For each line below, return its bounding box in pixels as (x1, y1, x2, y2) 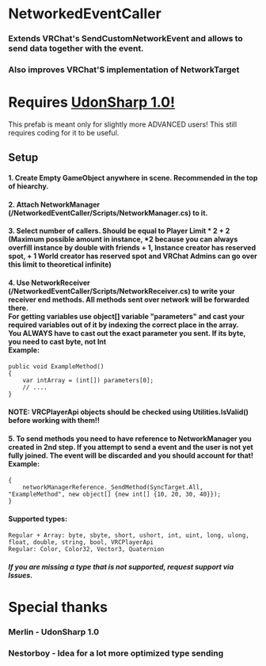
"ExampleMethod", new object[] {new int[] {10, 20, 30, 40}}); (8, 490, 222, 499)
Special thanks (8, 599, 108, 616)
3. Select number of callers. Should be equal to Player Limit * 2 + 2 (8, 226, 230, 236)
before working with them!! (8, 415, 101, 424)
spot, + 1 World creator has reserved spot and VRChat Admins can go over (8, 251, 257, 261)
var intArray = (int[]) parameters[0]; (22, 377, 154, 385)
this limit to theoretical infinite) (8, 260, 112, 269)
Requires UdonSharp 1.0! (8, 93, 176, 112)
